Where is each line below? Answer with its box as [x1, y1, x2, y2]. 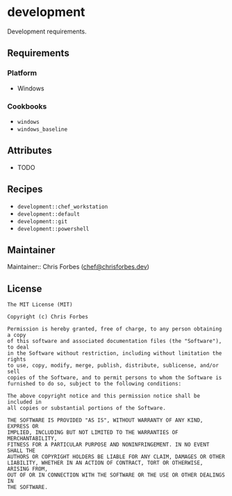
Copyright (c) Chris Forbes [7, 314, 89, 321]
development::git [17, 218, 68, 225]
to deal [7, 344, 30, 351]
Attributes [7, 145, 52, 157]
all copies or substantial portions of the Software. [7, 405, 167, 412]
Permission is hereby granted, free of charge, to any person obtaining [7, 326, 222, 333]
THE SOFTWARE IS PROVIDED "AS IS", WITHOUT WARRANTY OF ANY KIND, [7, 417, 204, 424]
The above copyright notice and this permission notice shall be [7, 392, 200, 400]
